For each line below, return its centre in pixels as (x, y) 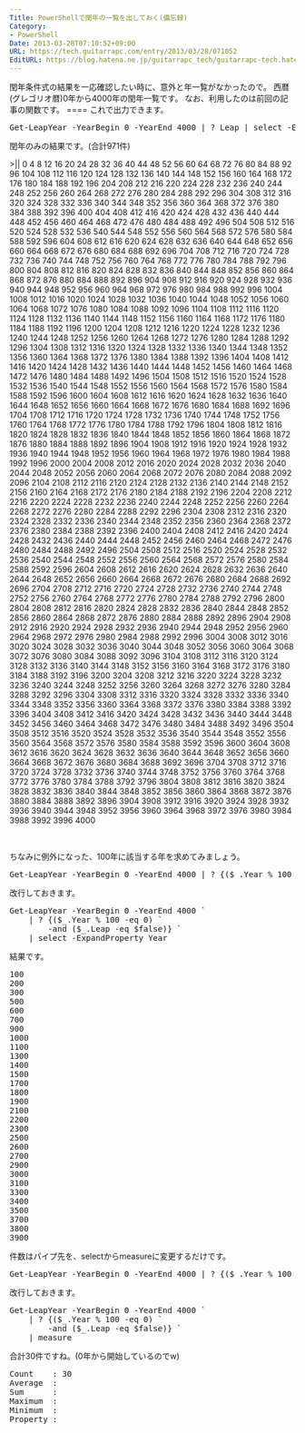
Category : (28, 26)
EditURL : (26, 60)
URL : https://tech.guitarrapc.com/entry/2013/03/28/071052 (123, 52)
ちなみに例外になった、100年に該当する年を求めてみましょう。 (127, 856)
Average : (34, 1383)
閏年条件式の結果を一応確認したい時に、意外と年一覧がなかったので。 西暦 (149, 87)
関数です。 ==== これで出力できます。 (97, 109)
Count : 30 (41, 1374)
